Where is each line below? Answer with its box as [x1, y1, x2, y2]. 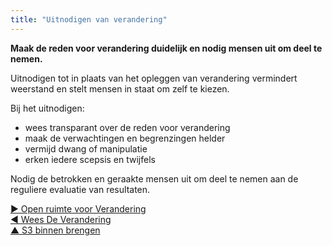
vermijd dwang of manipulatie [24, 142, 148, 155]
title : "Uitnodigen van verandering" [10, 14, 168, 25]
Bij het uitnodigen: [10, 102, 85, 114]
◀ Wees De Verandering [10, 213, 112, 225]
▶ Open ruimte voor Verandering [10, 202, 147, 215]
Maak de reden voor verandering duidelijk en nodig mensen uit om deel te [10, 42, 323, 54]
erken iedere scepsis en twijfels [24, 153, 156, 165]
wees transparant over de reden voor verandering [24, 121, 231, 133]
